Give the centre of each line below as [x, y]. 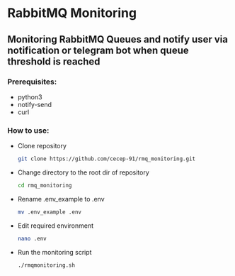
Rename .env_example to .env [61, 199]
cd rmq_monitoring [45, 186]
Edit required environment [56, 226]
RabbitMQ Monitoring [72, 13]
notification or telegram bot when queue [98, 50]
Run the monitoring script [55, 252]
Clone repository [42, 146]
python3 [30, 96]
